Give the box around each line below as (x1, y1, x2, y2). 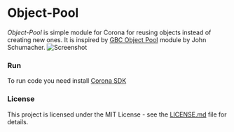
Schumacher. (7, 43, 46, 51)
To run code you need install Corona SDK (7, 77, 127, 85)
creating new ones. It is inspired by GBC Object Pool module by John (7, 35, 207, 44)
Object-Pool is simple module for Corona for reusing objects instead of (7, 28, 212, 37)
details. (7, 117, 29, 126)
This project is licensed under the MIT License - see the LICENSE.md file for (7, 110, 227, 119)
